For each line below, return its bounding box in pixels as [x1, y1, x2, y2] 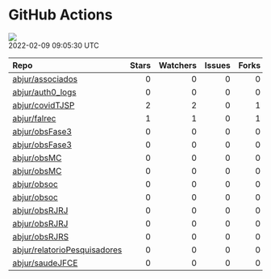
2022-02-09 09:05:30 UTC [8, 40, 99, 50]
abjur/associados [12, 73, 78, 84]
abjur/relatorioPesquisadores [12, 244, 123, 256]
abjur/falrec [12, 112, 56, 124]
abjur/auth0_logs [12, 87, 77, 98]
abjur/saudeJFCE [12, 257, 78, 268]
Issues [204, 59, 231, 70]
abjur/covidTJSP [12, 99, 75, 111]
